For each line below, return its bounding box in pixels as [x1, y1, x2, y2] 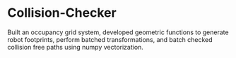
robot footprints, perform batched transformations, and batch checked [7, 35, 213, 43]
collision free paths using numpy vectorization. [7, 43, 143, 51]
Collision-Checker [7, 5, 117, 21]
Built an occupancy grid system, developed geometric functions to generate [7, 28, 229, 36]
